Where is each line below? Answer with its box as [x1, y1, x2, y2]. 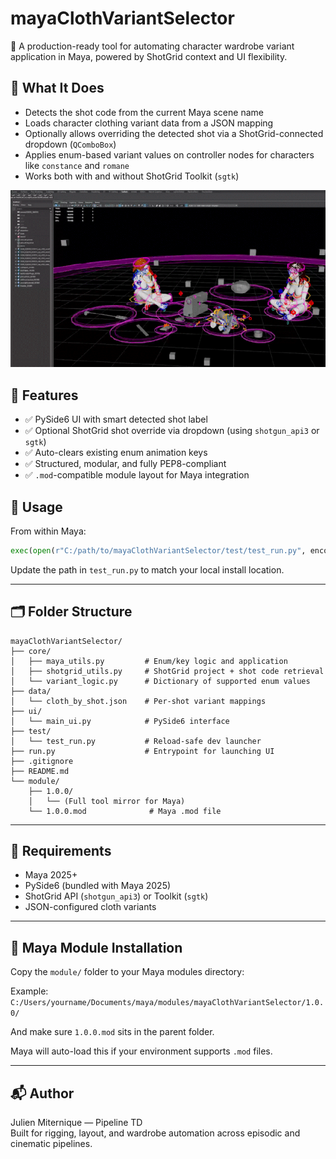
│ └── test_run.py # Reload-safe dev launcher [10, 736, 262, 746]
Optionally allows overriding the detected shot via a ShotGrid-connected [24, 127, 324, 139]
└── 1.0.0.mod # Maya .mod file [28, 806, 222, 816]
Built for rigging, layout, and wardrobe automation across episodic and [10, 1127, 301, 1139]
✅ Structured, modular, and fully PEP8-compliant [24, 458, 227, 470]
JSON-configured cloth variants [24, 901, 157, 913]
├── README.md [10, 766, 70, 776]
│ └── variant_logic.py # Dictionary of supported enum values [10, 676, 311, 686]
